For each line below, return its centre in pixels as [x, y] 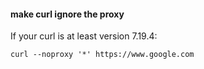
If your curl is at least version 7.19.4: [84, 36]
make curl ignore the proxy [67, 14]
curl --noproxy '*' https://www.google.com [102, 55]
